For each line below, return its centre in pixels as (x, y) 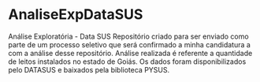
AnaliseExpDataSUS (76, 15)
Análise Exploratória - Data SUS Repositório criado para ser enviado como (129, 36)
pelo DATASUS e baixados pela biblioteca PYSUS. (89, 69)
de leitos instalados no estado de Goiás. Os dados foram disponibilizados (127, 61)
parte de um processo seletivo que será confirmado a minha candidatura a (129, 44)
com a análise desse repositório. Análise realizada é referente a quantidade (130, 53)
